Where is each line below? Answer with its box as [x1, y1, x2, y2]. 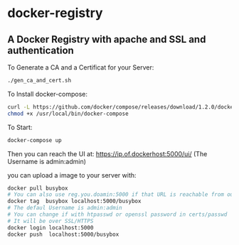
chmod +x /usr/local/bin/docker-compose [7, 110, 129, 117]
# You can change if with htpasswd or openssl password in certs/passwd [7, 211, 228, 218]
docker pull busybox [7, 185, 69, 192]
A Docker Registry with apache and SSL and [7, 33, 206, 45]
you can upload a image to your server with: [7, 170, 137, 179]
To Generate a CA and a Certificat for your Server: [7, 63, 154, 72]
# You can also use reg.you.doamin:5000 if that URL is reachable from [7, 191, 224, 198]
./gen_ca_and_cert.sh [7, 77, 72, 84]
